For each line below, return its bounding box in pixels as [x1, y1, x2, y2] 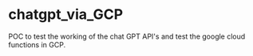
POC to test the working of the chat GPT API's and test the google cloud [8, 32, 246, 41]
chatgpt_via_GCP [8, 6, 124, 24]
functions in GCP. [8, 39, 66, 49]
